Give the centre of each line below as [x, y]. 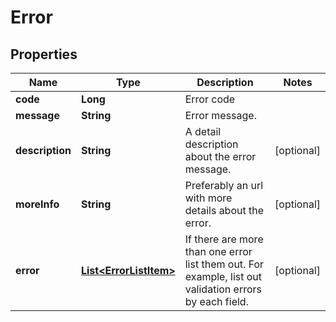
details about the [224, 210]
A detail [203, 131]
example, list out [223, 276]
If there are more [224, 239]
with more [208, 198]
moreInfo [37, 204]
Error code [210, 99]
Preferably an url [224, 185]
